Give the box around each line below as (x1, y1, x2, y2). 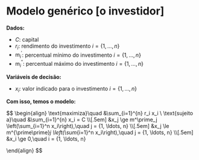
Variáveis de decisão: (6, 73, 62, 80)
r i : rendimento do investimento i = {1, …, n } (14, 42, 120, 51)
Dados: (6, 24, 25, 31)
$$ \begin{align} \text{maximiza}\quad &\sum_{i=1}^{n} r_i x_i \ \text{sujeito (6, 110, 194, 117)
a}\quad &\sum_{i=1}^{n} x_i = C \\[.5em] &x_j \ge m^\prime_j (6, 116, 158, 123)
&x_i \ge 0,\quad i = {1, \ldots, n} (6, 135, 86, 142)
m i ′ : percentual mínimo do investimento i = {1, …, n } (14, 50, 142, 60)
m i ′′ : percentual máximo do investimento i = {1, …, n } (14, 59, 144, 69)
